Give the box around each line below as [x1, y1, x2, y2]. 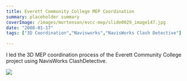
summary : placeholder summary [6, 14, 80, 20]
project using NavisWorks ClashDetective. [6, 58, 108, 65]
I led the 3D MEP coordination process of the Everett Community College [6, 51, 182, 58]
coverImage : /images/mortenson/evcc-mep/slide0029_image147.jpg [6, 19, 166, 25]
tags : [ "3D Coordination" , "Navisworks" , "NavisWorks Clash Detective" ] [6, 30, 182, 36]
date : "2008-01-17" [6, 24, 54, 31]
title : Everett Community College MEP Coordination [6, 8, 134, 15]
